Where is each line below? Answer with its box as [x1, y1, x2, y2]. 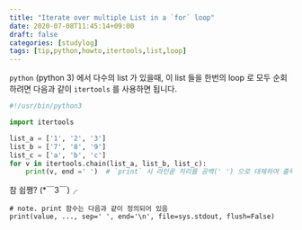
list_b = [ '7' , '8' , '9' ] [9, 142, 106, 151]
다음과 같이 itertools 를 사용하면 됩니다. [32, 84, 178, 94]
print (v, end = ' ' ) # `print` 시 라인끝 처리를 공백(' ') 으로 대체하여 [25, 167, 280, 176]
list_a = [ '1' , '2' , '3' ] [9, 134, 106, 143]
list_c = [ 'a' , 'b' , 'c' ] [9, 150, 106, 160]
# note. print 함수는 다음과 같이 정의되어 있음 [9, 204, 169, 214]
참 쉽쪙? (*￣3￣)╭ [9, 185, 78, 196]
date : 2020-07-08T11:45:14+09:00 [9, 22, 135, 31]
